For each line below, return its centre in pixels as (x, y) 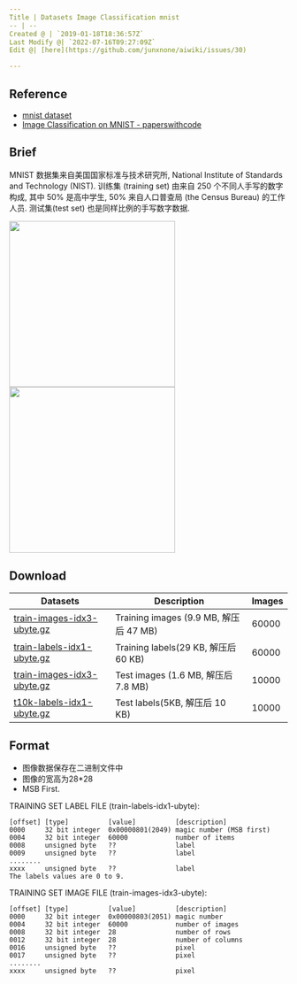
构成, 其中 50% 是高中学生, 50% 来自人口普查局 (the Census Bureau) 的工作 (147, 196)
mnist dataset (47, 115)
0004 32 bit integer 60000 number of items (122, 838)
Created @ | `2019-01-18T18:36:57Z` (76, 34)
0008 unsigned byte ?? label (103, 846)
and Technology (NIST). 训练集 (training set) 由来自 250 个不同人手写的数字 (146, 186)
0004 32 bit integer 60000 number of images (124, 925)
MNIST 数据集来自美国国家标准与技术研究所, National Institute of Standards (146, 174)
